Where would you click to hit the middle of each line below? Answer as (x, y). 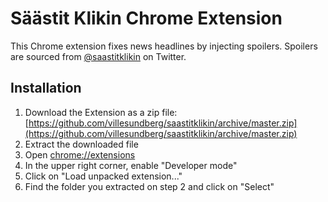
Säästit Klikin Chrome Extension (146, 18)
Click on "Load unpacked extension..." (103, 176)
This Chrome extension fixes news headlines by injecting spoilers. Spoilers (164, 46)
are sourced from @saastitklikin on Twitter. (98, 56)
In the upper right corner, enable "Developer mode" (131, 165)
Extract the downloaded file (81, 144)
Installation (46, 88)
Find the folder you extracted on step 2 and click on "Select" (149, 186)
